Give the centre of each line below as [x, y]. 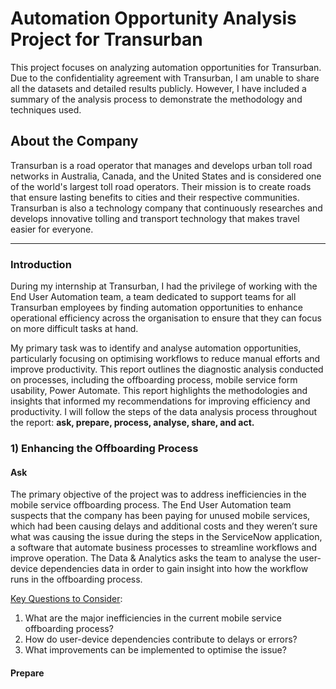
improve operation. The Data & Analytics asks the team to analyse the [153, 558]
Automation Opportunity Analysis [153, 18]
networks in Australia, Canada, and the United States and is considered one [166, 176]
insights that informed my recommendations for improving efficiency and [160, 401]
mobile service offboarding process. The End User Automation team [151, 505]
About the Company [74, 141]
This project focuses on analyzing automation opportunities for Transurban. [166, 67]
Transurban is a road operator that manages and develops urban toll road [161, 165]
